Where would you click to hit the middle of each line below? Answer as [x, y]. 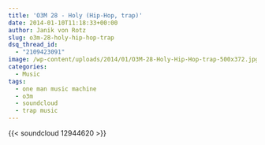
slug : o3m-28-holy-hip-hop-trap [61, 37]
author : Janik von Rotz [47, 30]
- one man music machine [56, 89]
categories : [28, 67]
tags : [17, 81]
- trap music [37, 111]
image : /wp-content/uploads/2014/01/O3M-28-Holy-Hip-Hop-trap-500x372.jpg [134, 60]
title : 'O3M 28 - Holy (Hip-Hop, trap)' [76, 15]
